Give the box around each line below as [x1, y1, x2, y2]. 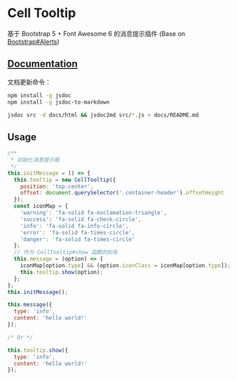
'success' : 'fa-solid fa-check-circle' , [20, 215, 142, 223]
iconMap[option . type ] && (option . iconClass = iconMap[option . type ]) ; [20, 262, 231, 269]
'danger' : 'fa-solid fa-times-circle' [20, 236, 135, 243]
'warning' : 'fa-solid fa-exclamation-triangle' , [20, 210, 167, 217]
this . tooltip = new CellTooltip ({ [14, 176, 116, 183]
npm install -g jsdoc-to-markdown [7, 98, 110, 106]
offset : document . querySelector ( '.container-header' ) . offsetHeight [20, 190, 224, 197]
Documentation [7, 58, 78, 70]
